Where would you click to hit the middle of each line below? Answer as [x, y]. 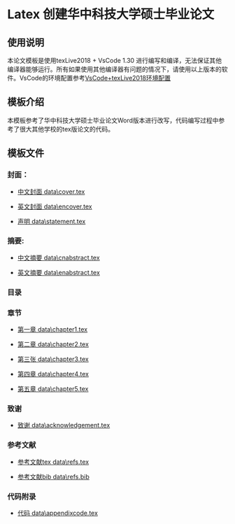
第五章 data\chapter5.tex [53, 389]
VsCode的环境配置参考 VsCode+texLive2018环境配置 [95, 78]
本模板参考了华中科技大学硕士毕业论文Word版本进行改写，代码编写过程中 [113, 120]
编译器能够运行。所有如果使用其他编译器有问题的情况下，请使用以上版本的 [114, 69]
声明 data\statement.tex [51, 221]
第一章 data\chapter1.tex [52, 330]
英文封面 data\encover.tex [55, 206]
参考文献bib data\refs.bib [53, 476]
